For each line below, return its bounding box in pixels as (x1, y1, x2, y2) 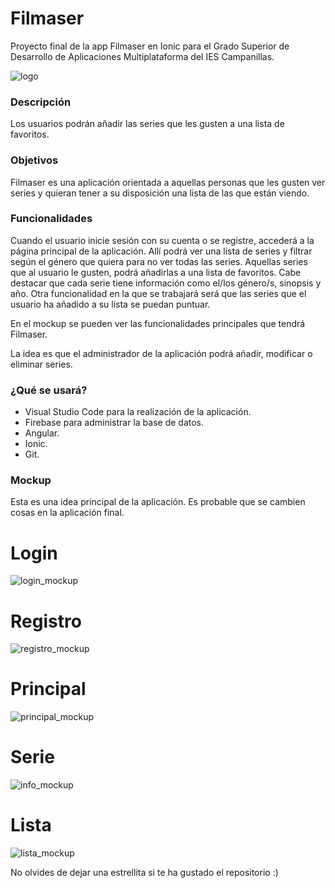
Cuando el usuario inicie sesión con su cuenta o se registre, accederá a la (10, 234, 315, 246)
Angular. (24, 427, 60, 439)
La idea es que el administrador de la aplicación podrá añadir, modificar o (10, 347, 313, 359)
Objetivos (10, 153, 59, 167)
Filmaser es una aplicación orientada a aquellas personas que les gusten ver (10, 176, 326, 188)
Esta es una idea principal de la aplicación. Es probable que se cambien (10, 496, 306, 508)
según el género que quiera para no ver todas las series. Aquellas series (10, 255, 308, 267)
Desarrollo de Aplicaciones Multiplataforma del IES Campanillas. (10, 50, 275, 62)
